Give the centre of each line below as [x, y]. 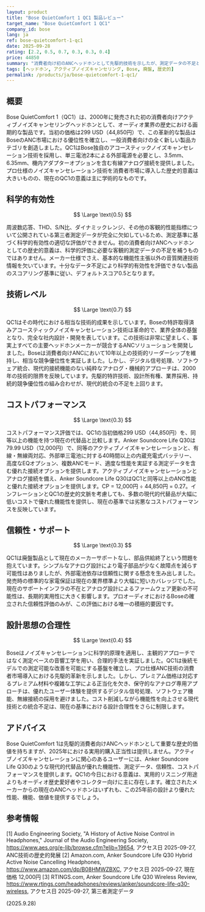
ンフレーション [25, 493]
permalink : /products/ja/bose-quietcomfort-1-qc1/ [72, 75]
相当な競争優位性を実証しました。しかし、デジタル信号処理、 [100, 360]
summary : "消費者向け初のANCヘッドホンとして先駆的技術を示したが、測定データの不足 [101, 63]
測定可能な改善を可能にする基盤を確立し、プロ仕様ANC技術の [106, 668]
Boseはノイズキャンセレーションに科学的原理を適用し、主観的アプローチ [98, 653]
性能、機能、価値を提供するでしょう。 [54, 797]
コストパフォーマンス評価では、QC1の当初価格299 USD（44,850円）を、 [99, 432]
